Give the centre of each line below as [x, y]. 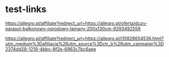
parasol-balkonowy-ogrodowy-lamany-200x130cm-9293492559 [73, 28]
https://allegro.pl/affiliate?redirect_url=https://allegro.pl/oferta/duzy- [76, 23]
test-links [26, 9]
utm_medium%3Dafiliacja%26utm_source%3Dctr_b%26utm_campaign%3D [85, 43]
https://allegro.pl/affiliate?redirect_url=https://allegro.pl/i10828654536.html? [85, 38]
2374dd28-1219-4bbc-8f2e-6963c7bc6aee [51, 49]
